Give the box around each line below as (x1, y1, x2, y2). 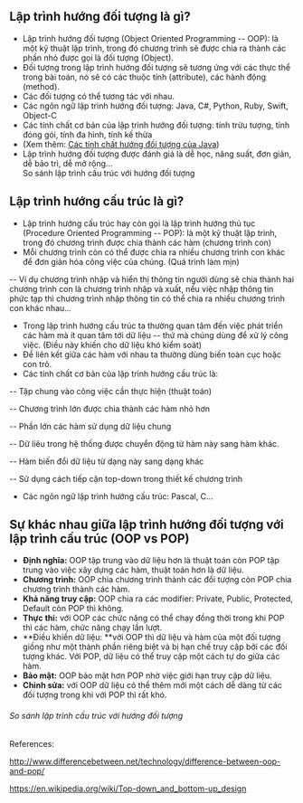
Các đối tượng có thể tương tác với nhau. (22, 90, 175, 101)
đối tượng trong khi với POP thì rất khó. (22, 689, 167, 701)
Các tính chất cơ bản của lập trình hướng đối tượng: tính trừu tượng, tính (22, 119, 290, 130)
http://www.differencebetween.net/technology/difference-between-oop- (9, 756, 281, 767)
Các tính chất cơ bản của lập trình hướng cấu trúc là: (22, 368, 219, 379)
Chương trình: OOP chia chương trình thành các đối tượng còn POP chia (22, 574, 292, 585)
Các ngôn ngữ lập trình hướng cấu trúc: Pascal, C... (22, 490, 214, 502)
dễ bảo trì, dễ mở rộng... (22, 157, 113, 168)
